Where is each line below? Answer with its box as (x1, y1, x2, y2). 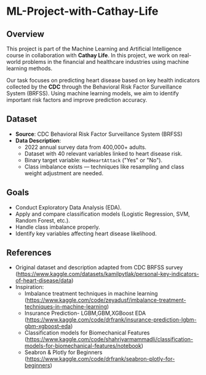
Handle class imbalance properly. (15, 223, 100, 231)
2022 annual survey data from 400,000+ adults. (24, 143, 146, 151)
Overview (6, 29, 45, 39)
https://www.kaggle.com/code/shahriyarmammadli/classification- (26, 336, 194, 343)
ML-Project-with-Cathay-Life (6, 4, 159, 18)
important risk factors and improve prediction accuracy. (6, 97, 148, 103)
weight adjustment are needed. (24, 169, 103, 176)
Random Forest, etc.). (15, 216, 71, 224)
